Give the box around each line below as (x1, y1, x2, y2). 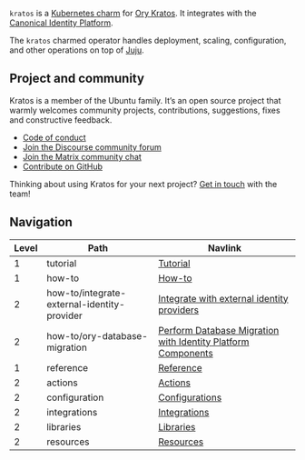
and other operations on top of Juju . (9, 45, 144, 55)
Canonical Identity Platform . (9, 17, 113, 28)
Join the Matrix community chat (22, 151, 143, 162)
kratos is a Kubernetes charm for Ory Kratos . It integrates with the (9, 8, 257, 18)
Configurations (158, 391, 222, 404)
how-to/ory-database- (46, 329, 148, 342)
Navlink (207, 241, 242, 254)
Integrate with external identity (158, 292, 289, 305)
